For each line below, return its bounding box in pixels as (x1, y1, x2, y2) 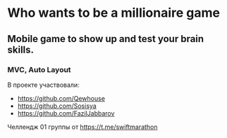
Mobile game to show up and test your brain (7, 33, 204, 45)
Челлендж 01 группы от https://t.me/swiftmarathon (7, 123, 158, 131)
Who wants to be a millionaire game (7, 5, 221, 21)
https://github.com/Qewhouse (17, 94, 106, 102)
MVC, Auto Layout (7, 64, 72, 74)
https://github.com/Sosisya (17, 102, 97, 110)
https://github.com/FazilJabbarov (17, 109, 115, 117)
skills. (7, 43, 34, 55)
